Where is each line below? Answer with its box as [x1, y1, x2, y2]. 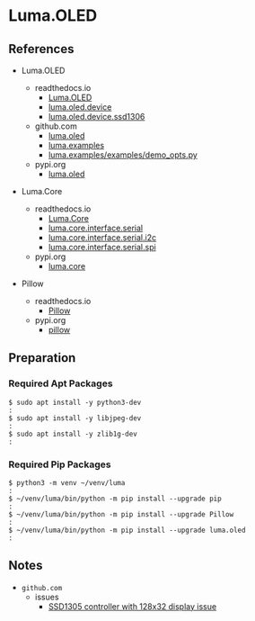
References [8, 41, 75, 57]
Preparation [8, 350, 76, 365]
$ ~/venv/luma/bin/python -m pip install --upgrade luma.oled [8, 526, 246, 535]
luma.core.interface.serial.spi [48, 242, 156, 252]
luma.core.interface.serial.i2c [48, 232, 157, 243]
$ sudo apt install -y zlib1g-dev [8, 429, 138, 438]
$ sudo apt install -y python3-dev [8, 398, 142, 407]
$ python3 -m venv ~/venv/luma [8, 478, 126, 487]
